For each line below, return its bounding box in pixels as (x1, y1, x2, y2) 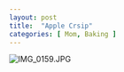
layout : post (9, 12, 58, 22)
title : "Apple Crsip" (9, 21, 93, 30)
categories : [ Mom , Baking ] (9, 29, 117, 38)
